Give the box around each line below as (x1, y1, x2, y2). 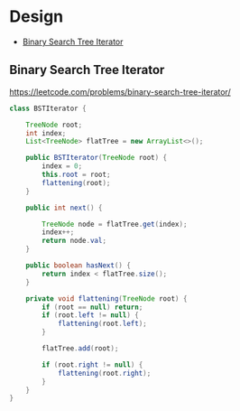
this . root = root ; (42, 170, 111, 179)
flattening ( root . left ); (57, 319, 147, 329)
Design (9, 6, 64, 27)
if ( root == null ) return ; (42, 303, 143, 312)
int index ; (25, 128, 67, 137)
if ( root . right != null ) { (42, 360, 143, 369)
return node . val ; (42, 237, 106, 246)
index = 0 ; (42, 162, 83, 171)
